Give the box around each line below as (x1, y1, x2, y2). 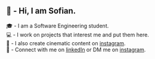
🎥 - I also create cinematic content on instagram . (6, 39, 126, 46)
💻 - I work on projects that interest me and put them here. (6, 31, 149, 38)
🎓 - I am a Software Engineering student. (6, 22, 109, 29)
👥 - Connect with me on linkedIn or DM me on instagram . (6, 46, 146, 53)
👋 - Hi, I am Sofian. (6, 6, 76, 16)
